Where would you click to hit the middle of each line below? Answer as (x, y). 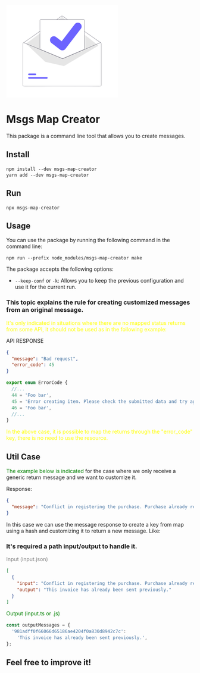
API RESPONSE (25, 340)
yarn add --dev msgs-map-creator (48, 175)
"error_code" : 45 (33, 365)
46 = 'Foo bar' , (32, 408)
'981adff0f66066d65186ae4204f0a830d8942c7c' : (69, 632)
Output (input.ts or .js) (33, 613)
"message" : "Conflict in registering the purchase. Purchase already (99, 507)
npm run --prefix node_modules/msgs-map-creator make (74, 258)
